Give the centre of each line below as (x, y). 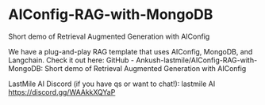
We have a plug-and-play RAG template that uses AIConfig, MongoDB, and (131, 51)
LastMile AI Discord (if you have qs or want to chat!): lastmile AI (112, 84)
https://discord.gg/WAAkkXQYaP (62, 92)
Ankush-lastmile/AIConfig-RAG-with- (197, 60)
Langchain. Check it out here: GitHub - (71, 60)
